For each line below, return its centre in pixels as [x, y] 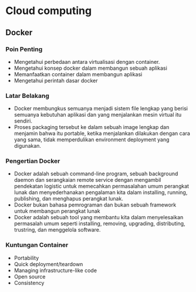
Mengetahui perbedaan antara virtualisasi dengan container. [87, 62]
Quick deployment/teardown [48, 264]
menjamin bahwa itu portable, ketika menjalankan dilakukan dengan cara [102, 134]
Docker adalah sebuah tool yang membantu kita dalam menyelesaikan [99, 218]
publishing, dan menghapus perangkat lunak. [69, 199]
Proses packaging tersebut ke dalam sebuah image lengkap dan [92, 127]
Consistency [29, 283]
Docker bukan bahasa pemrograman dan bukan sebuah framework [95, 205]
